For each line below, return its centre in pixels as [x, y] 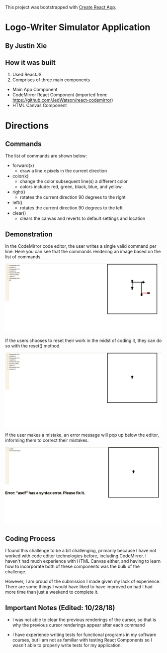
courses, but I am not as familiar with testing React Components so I [82, 640]
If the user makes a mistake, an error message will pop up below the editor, [82, 435]
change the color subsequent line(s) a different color [74, 181]
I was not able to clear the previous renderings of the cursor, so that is [84, 620]
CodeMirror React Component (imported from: [60, 95]
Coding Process [30, 539]
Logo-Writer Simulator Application [78, 27]
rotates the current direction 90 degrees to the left [71, 208]
